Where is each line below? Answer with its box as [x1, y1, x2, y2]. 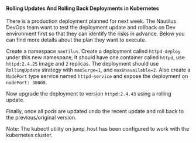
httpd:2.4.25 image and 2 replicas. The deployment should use [6, 60, 159, 67]
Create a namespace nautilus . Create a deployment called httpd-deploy [6, 47, 181, 55]
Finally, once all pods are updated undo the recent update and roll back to [6, 108, 184, 115]
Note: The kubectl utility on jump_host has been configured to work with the [6, 125, 190, 132]
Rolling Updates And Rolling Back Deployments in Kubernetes [6, 5, 159, 12]
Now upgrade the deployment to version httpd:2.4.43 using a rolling [6, 90, 171, 97]
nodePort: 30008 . [6, 79, 47, 86]
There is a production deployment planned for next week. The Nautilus [6, 18, 177, 25]
